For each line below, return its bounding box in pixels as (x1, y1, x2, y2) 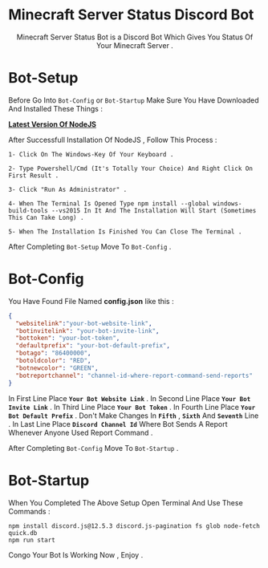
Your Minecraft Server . (95, 40, 174, 50)
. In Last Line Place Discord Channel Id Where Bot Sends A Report (8, 419, 228, 428)
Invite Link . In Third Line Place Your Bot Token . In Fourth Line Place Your (8, 402, 256, 412)
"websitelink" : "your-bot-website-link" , (15, 319, 152, 327)
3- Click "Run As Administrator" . (8, 185, 128, 193)
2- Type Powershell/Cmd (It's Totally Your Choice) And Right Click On (8, 164, 253, 172)
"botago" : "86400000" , (15, 349, 91, 358)
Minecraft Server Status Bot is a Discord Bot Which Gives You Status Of (16, 32, 254, 42)
